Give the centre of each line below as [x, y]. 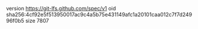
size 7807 [37, 21]
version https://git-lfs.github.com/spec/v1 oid [61, 8]
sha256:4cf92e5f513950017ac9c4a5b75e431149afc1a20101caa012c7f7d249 [99, 14]
